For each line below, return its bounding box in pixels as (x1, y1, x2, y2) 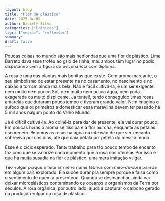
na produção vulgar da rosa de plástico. (5, 190, 86, 196)
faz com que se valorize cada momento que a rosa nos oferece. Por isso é (5, 149, 156, 155)
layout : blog (5, 7, 32, 12)
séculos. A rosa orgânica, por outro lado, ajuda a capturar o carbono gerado (5, 185, 160, 191)
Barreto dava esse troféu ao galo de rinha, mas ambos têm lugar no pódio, (5, 58, 156, 64)
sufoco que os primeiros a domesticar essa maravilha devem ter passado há (5, 104, 160, 110)
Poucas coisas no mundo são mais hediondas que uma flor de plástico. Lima (5, 53, 161, 59)
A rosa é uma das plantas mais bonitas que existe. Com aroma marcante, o (5, 72, 157, 79)
